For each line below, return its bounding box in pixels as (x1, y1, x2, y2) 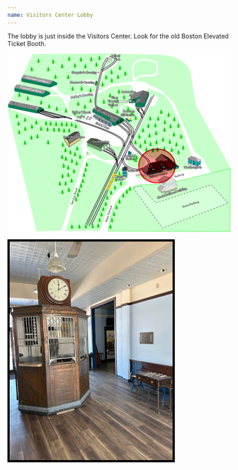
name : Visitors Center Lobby (7, 11, 93, 18)
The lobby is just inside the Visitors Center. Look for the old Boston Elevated (7, 32, 229, 40)
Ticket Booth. (7, 39, 47, 47)
